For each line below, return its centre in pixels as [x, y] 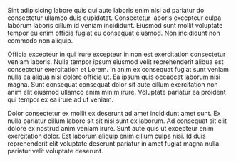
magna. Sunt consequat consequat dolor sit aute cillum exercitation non [113, 84]
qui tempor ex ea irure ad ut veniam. [61, 99]
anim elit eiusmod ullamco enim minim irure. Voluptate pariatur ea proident [117, 92]
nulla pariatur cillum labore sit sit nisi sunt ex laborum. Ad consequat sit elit [117, 121]
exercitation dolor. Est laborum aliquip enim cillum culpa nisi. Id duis [107, 136]
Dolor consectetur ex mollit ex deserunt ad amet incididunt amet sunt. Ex [114, 113]
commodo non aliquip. [40, 40]
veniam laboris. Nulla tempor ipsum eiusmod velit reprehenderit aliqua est [116, 62]
